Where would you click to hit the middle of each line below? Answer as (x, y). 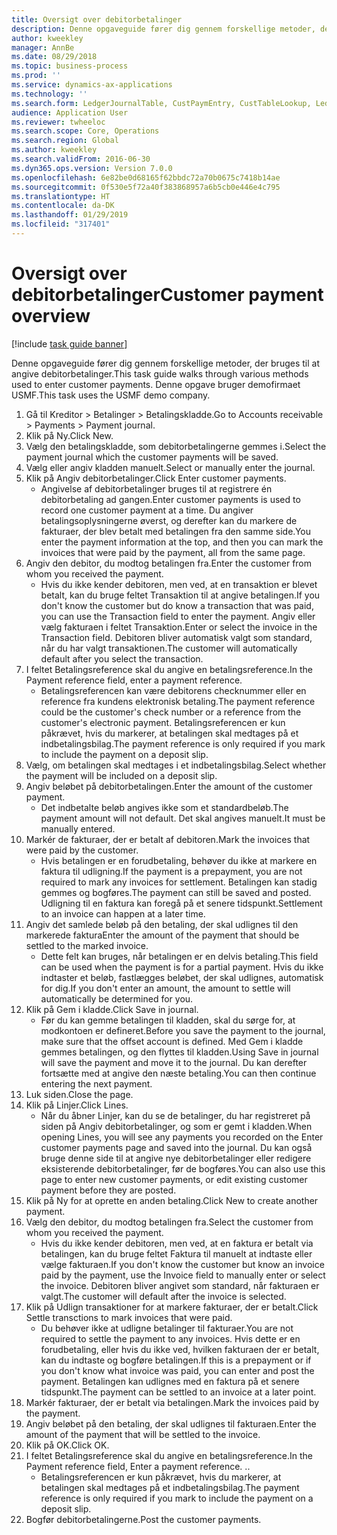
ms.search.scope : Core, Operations (85, 131)
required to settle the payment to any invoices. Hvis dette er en (170, 1338)
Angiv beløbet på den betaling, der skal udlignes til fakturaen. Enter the (171, 1423)
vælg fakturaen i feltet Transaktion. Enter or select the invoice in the (179, 627)
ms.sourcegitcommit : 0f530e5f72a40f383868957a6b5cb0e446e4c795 (146, 187)
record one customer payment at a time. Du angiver (147, 510)
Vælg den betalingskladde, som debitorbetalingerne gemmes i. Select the (176, 446)
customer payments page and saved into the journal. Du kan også (176, 1147)
